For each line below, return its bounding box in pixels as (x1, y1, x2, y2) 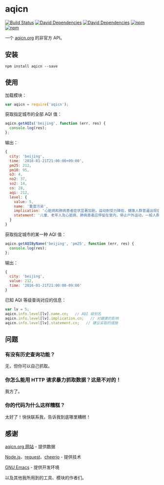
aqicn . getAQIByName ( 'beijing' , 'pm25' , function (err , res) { (5, 241, 134, 246)
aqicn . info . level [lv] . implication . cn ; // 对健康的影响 (5, 316, 119, 321)
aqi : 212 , (9, 190, 29, 195)
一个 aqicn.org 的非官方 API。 (5, 35, 65, 41)
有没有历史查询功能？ (5, 351, 55, 358)
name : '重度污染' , (14, 204, 48, 209)
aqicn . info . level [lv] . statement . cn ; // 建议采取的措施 (5, 320, 118, 325)
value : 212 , (9, 278, 34, 284)
